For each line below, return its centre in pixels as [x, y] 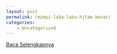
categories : [20, 22]
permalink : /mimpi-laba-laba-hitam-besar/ [58, 17]
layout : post [22, 11]
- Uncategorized [37, 28]
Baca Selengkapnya [30, 45]
